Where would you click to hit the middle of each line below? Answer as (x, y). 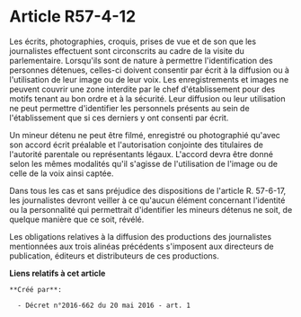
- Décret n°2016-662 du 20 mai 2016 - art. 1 (104, 305)
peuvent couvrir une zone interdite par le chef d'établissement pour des (142, 89)
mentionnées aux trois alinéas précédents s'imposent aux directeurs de (142, 246)
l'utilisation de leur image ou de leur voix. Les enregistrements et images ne (149, 79)
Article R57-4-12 (73, 17)
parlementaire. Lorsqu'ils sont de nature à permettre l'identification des (141, 60)
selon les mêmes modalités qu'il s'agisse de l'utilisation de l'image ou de (144, 163)
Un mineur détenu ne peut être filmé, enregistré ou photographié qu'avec (145, 135)
